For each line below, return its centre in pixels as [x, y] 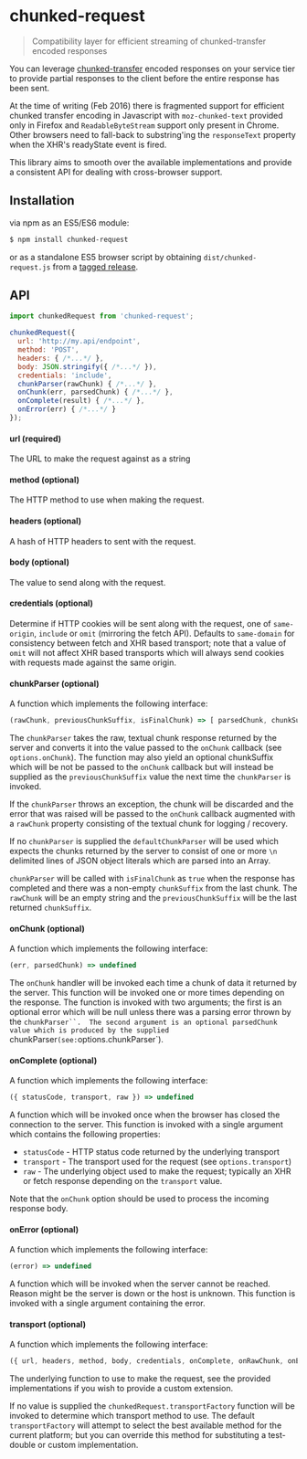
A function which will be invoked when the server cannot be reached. [140, 1284]
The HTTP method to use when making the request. [107, 500]
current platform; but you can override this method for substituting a [138, 1435]
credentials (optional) [52, 603]
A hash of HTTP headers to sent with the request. [103, 541]
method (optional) [45, 480]
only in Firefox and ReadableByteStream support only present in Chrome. [144, 125]
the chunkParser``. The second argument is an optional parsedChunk [143, 1022]
